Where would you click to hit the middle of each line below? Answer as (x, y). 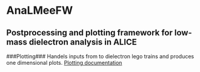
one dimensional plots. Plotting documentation (64, 63)
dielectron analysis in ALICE (83, 42)
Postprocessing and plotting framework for (89, 33)
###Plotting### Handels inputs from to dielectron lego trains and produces (100, 56)
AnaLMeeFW (40, 10)
